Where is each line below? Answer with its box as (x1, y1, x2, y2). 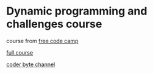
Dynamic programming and (6, 4, 148, 18)
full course (6, 49, 34, 56)
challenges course (6, 17, 102, 31)
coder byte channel (6, 61, 55, 68)
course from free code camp (6, 37, 79, 44)
